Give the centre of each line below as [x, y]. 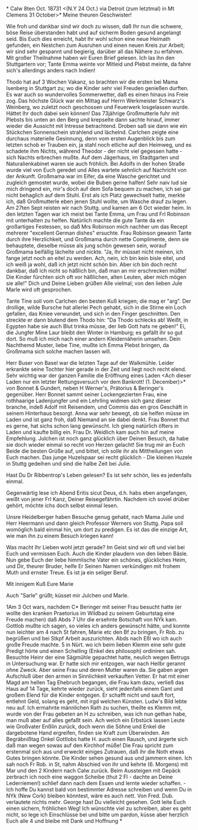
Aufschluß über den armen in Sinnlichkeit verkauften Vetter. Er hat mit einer [98, 676]
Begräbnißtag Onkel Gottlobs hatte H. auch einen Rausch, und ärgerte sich [97, 739]
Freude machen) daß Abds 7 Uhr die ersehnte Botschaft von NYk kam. [92, 619]
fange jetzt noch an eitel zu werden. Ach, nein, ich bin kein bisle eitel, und [96, 258]
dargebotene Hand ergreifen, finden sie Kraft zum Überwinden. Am [88, 733]
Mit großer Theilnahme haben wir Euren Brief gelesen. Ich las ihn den [90, 58]
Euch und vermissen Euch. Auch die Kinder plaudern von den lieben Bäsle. [97, 554]
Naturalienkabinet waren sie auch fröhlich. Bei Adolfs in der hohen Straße [95, 164]
